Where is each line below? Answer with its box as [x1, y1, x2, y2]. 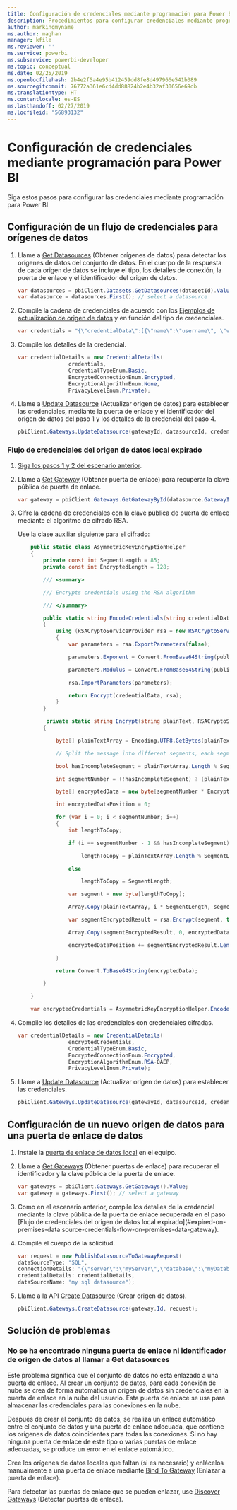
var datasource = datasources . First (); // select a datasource [17, 294, 208, 301]
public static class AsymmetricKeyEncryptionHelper [30, 544, 186, 551]
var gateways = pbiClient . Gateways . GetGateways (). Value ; [17, 1183, 189, 1190]
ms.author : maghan [7, 30, 61, 37]
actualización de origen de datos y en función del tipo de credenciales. [17, 314, 224, 323]
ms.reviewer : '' [7, 43, 55, 50]
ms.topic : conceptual [7, 63, 71, 70]
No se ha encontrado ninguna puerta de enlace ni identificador [7, 1346, 227, 1356]
